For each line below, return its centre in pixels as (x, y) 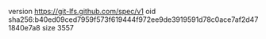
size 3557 (58, 28)
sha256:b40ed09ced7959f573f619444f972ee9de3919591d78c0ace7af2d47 (133, 19)
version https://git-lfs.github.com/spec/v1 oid (82, 11)
